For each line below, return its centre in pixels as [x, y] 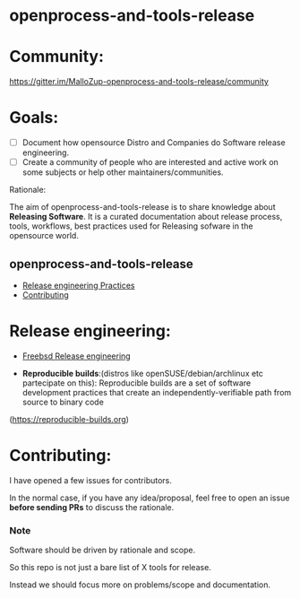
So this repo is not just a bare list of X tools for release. [111, 568]
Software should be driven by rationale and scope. [102, 550]
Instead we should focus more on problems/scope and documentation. [140, 585]
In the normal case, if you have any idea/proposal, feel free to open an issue [150, 498]
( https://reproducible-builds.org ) [69, 419]
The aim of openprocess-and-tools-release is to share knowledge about [142, 207]
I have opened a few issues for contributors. [91, 480]
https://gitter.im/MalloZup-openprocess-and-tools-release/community [139, 82]
